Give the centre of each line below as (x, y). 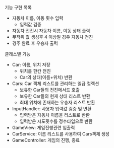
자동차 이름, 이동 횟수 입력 (38, 18)
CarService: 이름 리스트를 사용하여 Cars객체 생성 (61, 134)
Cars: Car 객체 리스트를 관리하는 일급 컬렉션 (55, 84)
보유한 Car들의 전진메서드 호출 (50, 90)
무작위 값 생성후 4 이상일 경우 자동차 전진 (52, 37)
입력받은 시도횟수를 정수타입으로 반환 (56, 121)
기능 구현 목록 (18, 7)
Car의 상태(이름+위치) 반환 (46, 77)
